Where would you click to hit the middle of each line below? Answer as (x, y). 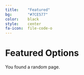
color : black (22, 19)
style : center (23, 24)
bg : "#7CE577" (27, 14)
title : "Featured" (28, 10)
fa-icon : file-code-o (29, 28)
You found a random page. (32, 67)
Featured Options (42, 53)
